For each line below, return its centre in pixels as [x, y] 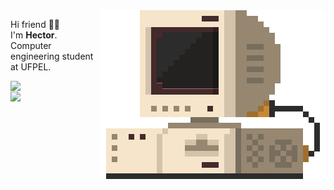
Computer [31, 45]
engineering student [52, 56]
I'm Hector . [34, 35]
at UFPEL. [31, 67]
